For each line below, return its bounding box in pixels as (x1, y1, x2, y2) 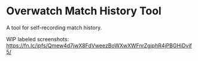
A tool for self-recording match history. (6, 24, 102, 31)
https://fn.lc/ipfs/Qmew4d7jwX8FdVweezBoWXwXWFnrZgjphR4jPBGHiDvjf (6, 42, 193, 49)
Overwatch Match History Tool (6, 4, 162, 18)
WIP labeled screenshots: (6, 35, 69, 42)
